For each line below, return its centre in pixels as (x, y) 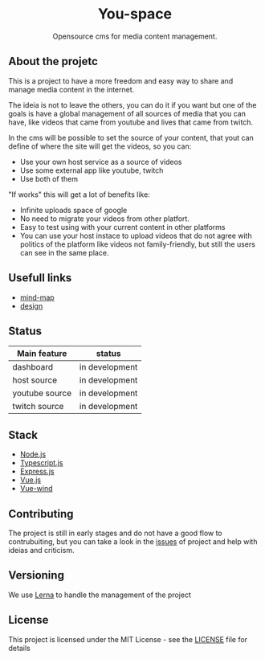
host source (35, 380)
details (19, 648)
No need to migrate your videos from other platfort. (105, 219)
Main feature (42, 354)
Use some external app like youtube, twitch (92, 170)
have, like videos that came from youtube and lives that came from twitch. (131, 122)
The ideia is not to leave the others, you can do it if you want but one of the (132, 104)
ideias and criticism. (41, 550)
